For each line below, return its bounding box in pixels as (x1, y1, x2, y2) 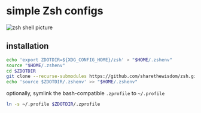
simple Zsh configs (6, 4, 103, 18)
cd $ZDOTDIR (6, 68, 36, 74)
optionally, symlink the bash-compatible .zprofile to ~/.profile (6, 90, 165, 97)
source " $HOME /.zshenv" (6, 62, 66, 68)
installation (6, 41, 49, 51)
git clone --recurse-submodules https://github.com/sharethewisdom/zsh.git (6, 73, 199, 80)
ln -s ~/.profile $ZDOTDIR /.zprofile (6, 101, 100, 108)
